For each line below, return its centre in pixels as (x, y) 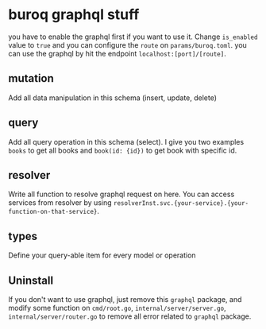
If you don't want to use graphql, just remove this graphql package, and (125, 299)
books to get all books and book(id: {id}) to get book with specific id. (123, 150)
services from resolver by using (60, 203)
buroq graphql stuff (74, 15)
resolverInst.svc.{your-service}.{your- (181, 203)
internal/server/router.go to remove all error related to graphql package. (130, 316)
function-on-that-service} (53, 212)
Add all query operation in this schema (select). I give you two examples (126, 141)
